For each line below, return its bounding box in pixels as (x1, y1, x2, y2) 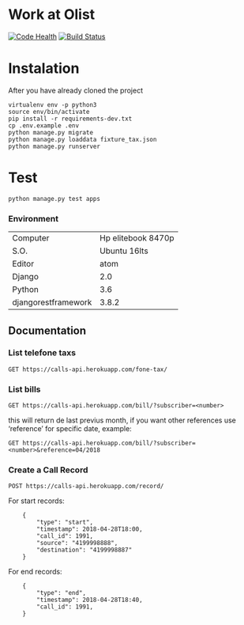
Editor (12, 259, 34, 270)
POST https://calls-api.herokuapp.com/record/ (8, 483, 164, 491)
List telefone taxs (8, 347, 77, 358)
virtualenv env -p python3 (8, 100, 97, 108)
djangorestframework (12, 297, 92, 308)
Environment (8, 213, 59, 224)
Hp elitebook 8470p (99, 233, 175, 244)
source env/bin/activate (8, 108, 90, 116)
